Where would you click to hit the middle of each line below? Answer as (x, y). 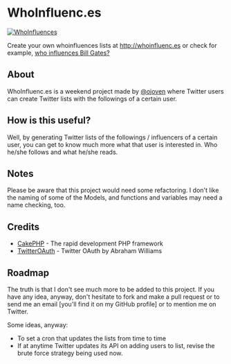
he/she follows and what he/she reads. (63, 152)
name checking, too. (36, 205)
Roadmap (28, 273)
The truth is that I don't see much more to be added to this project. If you (111, 289)
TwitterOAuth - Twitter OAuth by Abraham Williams (90, 251)
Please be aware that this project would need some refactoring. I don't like (113, 190)
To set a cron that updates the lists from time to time (92, 338)
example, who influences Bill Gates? (58, 53)
